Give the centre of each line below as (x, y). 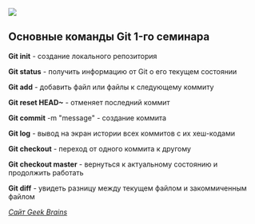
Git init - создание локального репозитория (83, 56)
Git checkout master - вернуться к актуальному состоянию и (113, 164)
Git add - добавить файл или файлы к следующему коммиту (111, 87)
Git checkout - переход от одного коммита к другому (100, 148)
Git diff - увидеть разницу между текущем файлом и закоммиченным (128, 188)
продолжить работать (46, 172)
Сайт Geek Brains (38, 212)
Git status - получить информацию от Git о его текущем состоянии (123, 71)
